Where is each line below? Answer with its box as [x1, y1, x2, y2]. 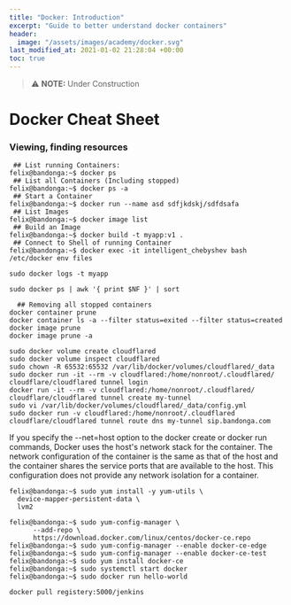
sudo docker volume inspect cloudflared [9, 355, 161, 364]
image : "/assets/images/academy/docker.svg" [17, 37, 184, 47]
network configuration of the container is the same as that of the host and [9, 451, 279, 462]
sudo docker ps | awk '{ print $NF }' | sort [9, 285, 180, 294]
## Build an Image [12, 223, 81, 232]
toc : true [9, 54, 46, 63]
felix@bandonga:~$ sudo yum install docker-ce [9, 557, 184, 566]
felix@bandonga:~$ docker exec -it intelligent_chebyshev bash [9, 246, 248, 255]
